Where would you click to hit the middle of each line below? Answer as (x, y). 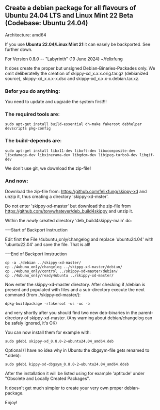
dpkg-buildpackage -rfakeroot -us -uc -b (48, 304)
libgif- (147, 155)
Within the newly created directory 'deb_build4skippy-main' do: (69, 221)
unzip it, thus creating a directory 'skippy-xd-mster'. (57, 197)
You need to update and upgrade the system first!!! (56, 102)
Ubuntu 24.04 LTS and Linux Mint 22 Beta (69, 16)
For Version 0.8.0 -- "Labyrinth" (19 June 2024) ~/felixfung (64, 59)
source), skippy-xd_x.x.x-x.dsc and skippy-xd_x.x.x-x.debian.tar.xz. (72, 78)
